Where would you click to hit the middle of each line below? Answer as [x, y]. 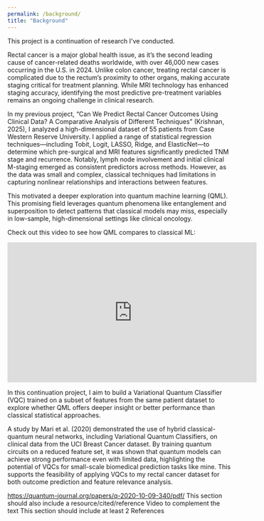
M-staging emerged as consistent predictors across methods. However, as [117, 167]
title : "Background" [38, 21]
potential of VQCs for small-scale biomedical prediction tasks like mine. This [119, 466]
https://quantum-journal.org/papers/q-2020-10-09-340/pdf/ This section [115, 495]
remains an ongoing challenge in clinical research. [81, 100]
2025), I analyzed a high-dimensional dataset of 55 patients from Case [111, 129]
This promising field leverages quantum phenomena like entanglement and [117, 203]
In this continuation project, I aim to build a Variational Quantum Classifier [115, 392]
